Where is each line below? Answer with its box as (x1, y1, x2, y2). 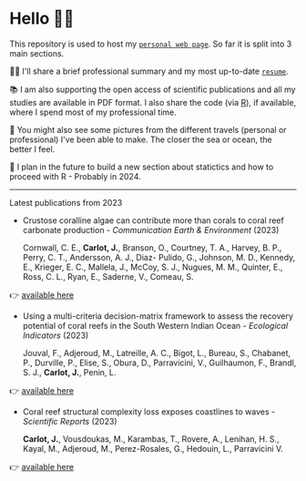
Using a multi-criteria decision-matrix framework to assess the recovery (22, 310, 294, 322)
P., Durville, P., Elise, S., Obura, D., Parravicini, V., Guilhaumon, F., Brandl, (22, 357, 297, 368)
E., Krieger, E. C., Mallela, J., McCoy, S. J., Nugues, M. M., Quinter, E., (22, 261, 283, 272)
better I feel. (9, 143, 56, 154)
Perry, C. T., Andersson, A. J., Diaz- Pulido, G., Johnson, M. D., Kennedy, (22, 251, 296, 262)
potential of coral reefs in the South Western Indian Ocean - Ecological (22, 320, 289, 331)
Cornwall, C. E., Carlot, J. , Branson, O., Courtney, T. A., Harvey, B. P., (22, 241, 282, 253)
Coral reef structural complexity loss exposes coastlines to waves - (22, 405, 276, 417)
